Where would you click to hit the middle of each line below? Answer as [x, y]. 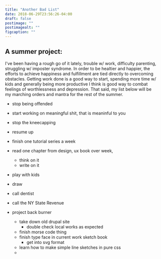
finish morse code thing [43, 232]
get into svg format [45, 242]
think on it [29, 160]
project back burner [32, 212]
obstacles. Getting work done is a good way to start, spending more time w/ [80, 79]
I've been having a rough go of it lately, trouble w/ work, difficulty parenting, [81, 63]
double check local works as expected [65, 227]
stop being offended [32, 104]
